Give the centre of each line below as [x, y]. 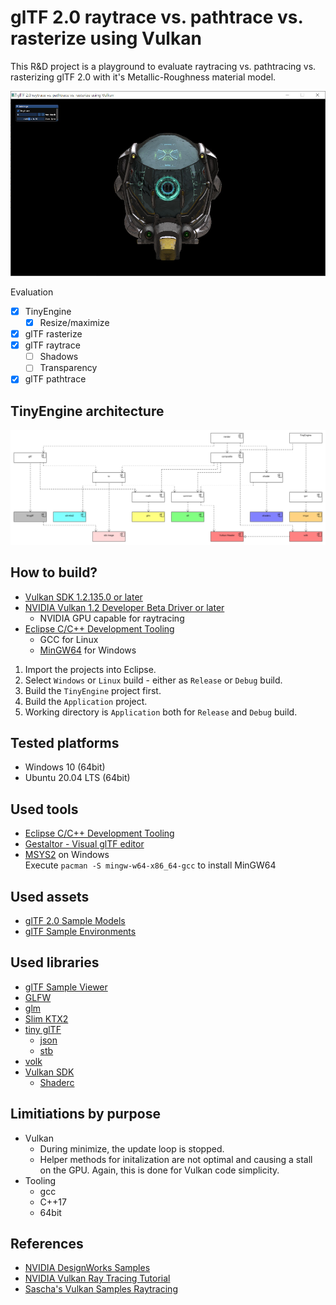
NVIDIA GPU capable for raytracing [112, 618]
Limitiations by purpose [85, 1114]
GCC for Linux [69, 639]
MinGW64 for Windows [88, 650]
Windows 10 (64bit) [65, 767]
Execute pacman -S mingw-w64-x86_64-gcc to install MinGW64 [150, 865]
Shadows [59, 357]
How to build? [54, 572]
